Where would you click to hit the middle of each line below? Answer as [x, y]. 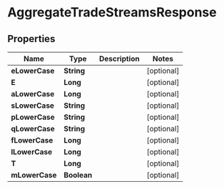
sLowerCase [33, 106]
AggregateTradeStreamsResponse [112, 12]
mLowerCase [34, 175]
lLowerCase [32, 152]
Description [119, 59]
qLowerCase [33, 129]
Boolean [78, 175]
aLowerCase [33, 94]
